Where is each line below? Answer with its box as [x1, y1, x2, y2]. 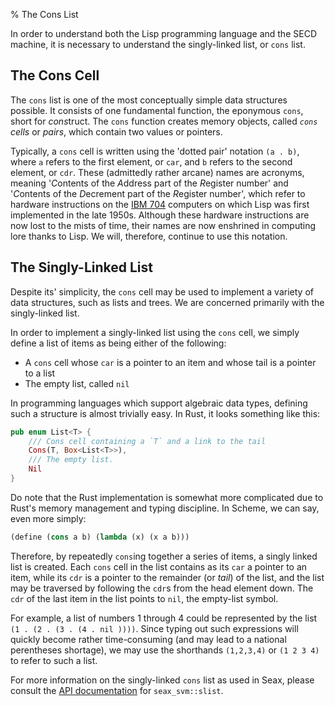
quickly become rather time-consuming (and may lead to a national [10, 633, 287, 645]
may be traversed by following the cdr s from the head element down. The [10, 582, 314, 594]
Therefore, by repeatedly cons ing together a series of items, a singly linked [10, 550, 318, 562]
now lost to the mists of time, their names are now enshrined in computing [10, 219, 317, 231]
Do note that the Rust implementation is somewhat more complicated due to [10, 491, 324, 503]
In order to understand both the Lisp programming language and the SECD [10, 28, 317, 39]
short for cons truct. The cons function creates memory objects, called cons [10, 115, 318, 127]
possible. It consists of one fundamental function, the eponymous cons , [10, 104, 304, 116]
